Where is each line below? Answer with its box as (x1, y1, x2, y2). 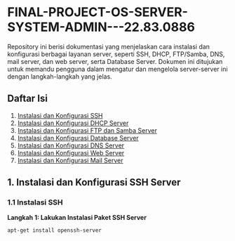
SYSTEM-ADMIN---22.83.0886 (7, 19, 195, 35)
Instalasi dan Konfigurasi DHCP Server (17, 119, 129, 127)
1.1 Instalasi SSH (7, 197, 63, 207)
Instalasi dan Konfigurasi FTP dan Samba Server (17, 126, 158, 134)
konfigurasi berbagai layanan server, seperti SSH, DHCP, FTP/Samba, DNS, (7, 50, 225, 58)
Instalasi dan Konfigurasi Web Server (17, 148, 125, 157)
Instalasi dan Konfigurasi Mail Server (17, 156, 124, 164)
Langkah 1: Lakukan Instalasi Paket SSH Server (7, 214, 147, 222)
